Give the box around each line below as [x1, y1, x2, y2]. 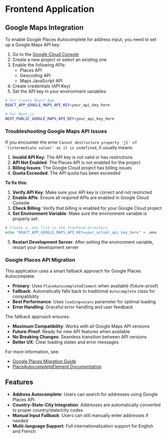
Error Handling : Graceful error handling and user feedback [12, 304, 133, 310]
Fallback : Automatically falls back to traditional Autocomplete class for [12, 288, 156, 294]
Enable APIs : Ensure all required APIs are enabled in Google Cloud [12, 194, 149, 200]
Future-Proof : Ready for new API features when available [12, 328, 130, 334]
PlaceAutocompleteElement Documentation [12, 363, 102, 369]
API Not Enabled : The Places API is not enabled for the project [12, 159, 141, 165]
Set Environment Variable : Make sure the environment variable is [12, 210, 147, 216]
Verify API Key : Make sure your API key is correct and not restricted [12, 189, 153, 195]
